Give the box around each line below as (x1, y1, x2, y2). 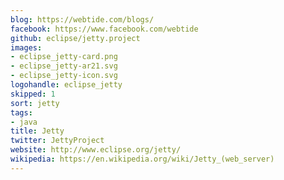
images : (10, 42, 43, 53)
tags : (10, 107, 33, 118)
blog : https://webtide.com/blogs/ (10, 14, 155, 25)
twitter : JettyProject (10, 136, 105, 146)
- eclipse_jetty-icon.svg (10, 71, 118, 81)
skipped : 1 (10, 89, 56, 99)
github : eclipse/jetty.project (10, 33, 141, 43)
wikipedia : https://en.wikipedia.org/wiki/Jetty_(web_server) (10, 154, 275, 164)
